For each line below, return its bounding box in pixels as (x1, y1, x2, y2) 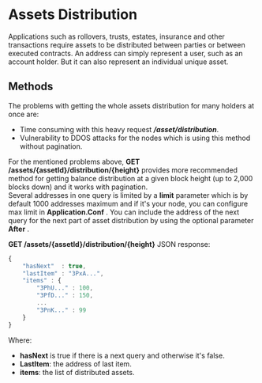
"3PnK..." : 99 (36, 306, 87, 314)
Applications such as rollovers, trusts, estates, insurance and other (8, 32, 225, 41)
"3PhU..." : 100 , (36, 284, 93, 292)
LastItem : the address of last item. (19, 358, 132, 369)
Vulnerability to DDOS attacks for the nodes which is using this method (19, 133, 251, 142)
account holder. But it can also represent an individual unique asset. (8, 57, 229, 66)
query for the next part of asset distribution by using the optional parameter (8, 215, 254, 225)
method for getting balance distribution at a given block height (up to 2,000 (8, 173, 253, 183)
